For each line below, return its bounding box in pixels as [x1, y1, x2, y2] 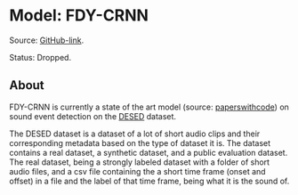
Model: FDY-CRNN [9, 5, 149, 26]
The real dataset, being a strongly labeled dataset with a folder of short [9, 157, 270, 167]
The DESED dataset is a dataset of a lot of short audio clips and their [9, 128, 261, 139]
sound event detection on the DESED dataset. [9, 110, 176, 121]
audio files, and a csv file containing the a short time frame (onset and [9, 166, 266, 176]
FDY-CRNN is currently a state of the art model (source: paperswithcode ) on [9, 102, 289, 112]
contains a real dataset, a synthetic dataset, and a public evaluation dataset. [9, 147, 288, 158]
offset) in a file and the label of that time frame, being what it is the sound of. [9, 175, 290, 186]
